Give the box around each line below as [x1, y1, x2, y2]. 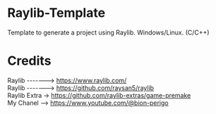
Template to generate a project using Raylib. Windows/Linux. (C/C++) [7, 28, 210, 37]
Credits [7, 53, 52, 69]
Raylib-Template [7, 5, 106, 21]
